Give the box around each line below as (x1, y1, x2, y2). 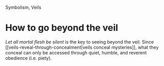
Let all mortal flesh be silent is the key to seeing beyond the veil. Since (5, 39, 154, 45)
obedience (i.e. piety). (5, 55, 52, 61)
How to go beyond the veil (5, 22, 118, 34)
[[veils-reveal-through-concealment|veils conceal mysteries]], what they (5, 44, 159, 50)
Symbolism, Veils (5, 5, 42, 10)
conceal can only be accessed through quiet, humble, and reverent (5, 49, 147, 55)
